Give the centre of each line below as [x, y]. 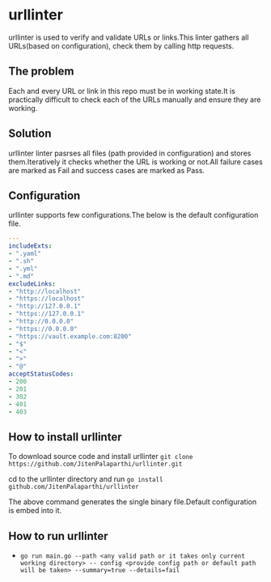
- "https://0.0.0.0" [43, 329]
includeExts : [30, 246]
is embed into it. [35, 511]
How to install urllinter [65, 437]
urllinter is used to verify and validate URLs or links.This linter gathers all [129, 37]
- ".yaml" [25, 254]
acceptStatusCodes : [41, 374]
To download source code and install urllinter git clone [101, 457]
